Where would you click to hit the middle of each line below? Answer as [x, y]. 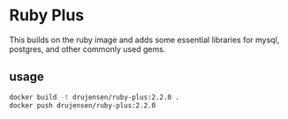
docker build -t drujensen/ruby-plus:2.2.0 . [94, 97]
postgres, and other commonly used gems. [87, 48]
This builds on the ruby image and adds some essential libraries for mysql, [144, 40]
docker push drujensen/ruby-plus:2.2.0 [83, 105]
